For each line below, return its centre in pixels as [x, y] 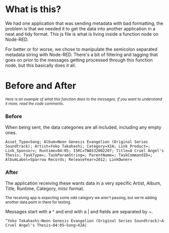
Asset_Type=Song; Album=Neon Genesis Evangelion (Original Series [77, 142]
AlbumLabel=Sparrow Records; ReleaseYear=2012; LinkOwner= [69, 160]
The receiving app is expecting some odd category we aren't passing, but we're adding [81, 198]
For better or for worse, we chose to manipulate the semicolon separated [81, 49]
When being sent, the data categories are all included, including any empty [83, 127]
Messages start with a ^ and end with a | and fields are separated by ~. [79, 212]
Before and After [41, 86]
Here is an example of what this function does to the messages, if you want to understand [84, 99]
